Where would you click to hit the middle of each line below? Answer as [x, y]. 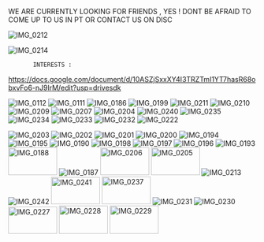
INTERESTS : [52, 65]
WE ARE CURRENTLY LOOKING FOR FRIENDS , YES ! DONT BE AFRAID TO [130, 11]
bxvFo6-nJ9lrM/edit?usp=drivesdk [65, 87]
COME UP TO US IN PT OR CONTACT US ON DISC [90, 20]
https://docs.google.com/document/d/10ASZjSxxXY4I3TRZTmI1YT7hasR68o [132, 79]
